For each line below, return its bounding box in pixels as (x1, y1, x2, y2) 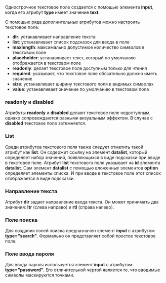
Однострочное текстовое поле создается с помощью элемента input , (5, 4, 154, 10)
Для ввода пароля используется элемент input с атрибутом (5, 262, 133, 268)
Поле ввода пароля (5, 250, 54, 257)
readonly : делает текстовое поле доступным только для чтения (12, 65, 147, 71)
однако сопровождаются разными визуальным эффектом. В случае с (5, 115, 153, 121)
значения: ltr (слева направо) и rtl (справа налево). (5, 204, 115, 210)
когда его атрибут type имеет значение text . (5, 9, 100, 15)
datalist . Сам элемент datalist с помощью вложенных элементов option (5, 165, 158, 171)
